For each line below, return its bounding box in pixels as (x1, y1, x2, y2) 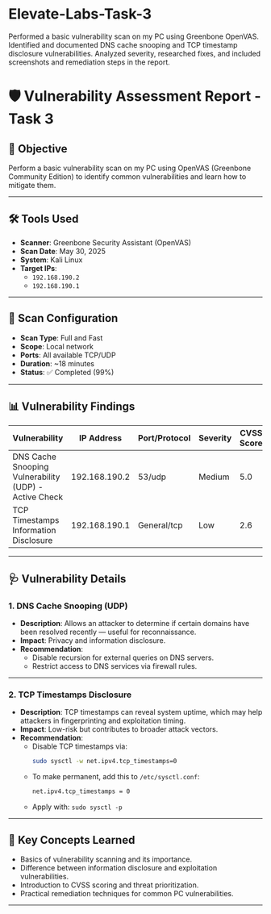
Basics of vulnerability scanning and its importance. (19, 854, 192, 864)
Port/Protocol (137, 432, 191, 444)
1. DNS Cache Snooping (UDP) (8, 600, 128, 611)
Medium (198, 471, 230, 482)
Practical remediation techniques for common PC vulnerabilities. (19, 888, 234, 898)
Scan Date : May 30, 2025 (19, 246, 106, 256)
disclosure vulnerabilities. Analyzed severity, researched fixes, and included (8, 48, 261, 58)
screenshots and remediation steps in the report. (8, 57, 171, 67)
